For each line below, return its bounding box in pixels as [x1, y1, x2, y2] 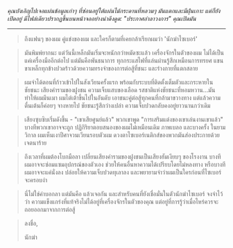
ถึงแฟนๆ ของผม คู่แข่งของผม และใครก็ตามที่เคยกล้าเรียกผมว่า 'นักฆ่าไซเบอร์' [24, 35, 198, 43]
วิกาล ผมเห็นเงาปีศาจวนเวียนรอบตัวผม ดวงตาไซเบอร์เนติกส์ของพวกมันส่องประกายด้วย [24, 131, 221, 139]
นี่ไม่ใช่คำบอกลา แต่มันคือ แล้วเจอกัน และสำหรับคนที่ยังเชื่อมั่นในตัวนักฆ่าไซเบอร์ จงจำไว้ [24, 190, 223, 197]
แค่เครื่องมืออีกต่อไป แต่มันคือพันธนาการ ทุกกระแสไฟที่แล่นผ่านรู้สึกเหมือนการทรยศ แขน [24, 56, 224, 64]
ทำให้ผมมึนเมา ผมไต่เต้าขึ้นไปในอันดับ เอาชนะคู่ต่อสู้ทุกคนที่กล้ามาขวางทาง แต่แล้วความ [24, 94, 221, 102]
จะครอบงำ [24, 176, 47, 184]
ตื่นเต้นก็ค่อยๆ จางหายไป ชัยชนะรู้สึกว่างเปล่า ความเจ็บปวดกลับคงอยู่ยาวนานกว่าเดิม [24, 101, 211, 109]
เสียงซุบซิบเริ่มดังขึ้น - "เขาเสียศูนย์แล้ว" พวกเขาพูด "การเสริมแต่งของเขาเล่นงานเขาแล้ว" [24, 115, 224, 123]
